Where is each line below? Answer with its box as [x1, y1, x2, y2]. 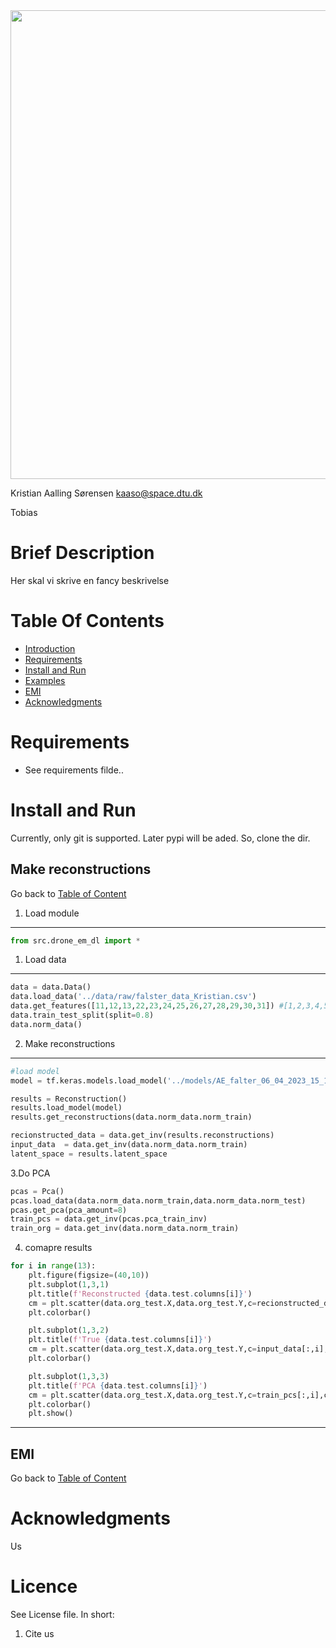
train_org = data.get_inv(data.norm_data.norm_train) [10, 1224, 240, 1234]
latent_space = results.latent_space [10, 1149, 168, 1159]
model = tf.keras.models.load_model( [10, 1075, 168, 1086]
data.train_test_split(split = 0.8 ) [10, 1010, 155, 1021]
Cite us [24, 1628, 55, 1639]
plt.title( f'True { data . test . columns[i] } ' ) [28, 1335, 213, 1345]
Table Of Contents [10, 610, 165, 633]
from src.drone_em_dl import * [10, 935, 141, 946]
